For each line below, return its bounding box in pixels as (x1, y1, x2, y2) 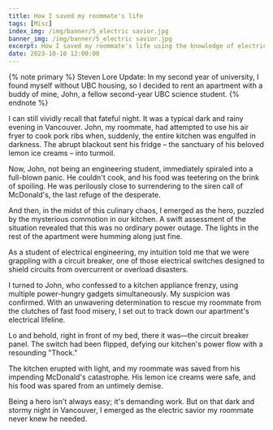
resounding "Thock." (8, 348, 78, 358)
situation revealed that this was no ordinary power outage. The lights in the (8, 223, 259, 232)
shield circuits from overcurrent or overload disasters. (8, 265, 188, 274)
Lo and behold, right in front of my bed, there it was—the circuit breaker (8, 331, 249, 340)
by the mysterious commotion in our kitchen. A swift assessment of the (8, 215, 246, 224)
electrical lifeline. (8, 315, 66, 324)
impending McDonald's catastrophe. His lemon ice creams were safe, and (8, 372, 256, 382)
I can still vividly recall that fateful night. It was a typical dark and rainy (8, 114, 244, 123)
